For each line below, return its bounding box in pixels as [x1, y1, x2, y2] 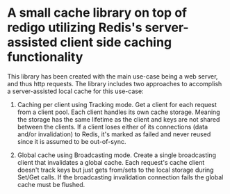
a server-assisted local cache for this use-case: [7, 87, 144, 95]
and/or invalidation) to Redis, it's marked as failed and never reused [17, 130, 211, 138]
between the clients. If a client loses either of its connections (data [17, 122, 208, 131]
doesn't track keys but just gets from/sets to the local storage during [17, 165, 214, 174]
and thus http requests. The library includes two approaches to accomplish [7, 79, 222, 88]
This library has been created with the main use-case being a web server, [7, 72, 218, 81]
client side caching [60, 35, 172, 50]
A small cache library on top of [7, 5, 188, 21]
